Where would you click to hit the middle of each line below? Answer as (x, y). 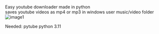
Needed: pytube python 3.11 (33, 26)
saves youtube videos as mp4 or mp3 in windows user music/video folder (79, 12)
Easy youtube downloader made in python (48, 7)
